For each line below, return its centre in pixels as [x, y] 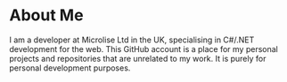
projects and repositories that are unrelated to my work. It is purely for [138, 58]
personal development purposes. [70, 68]
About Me [46, 15]
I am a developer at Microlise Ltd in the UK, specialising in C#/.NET [132, 40]
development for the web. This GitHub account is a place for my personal [143, 48]
